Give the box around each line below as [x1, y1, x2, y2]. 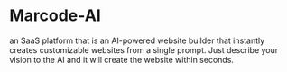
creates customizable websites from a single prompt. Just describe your [9, 44, 279, 55]
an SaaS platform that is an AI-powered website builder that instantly [9, 35, 265, 46]
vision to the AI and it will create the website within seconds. [9, 54, 235, 65]
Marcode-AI [9, 5, 101, 26]
